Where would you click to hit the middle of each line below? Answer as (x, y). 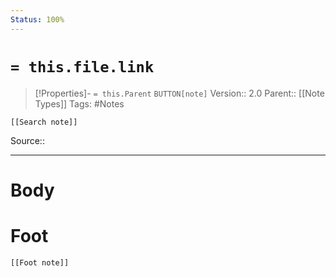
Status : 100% (37, 19)
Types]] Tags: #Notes (79, 103)
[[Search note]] (44, 122)
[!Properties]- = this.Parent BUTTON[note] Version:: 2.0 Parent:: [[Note (179, 93)
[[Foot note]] (40, 262)
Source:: (27, 140)
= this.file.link (82, 66)
